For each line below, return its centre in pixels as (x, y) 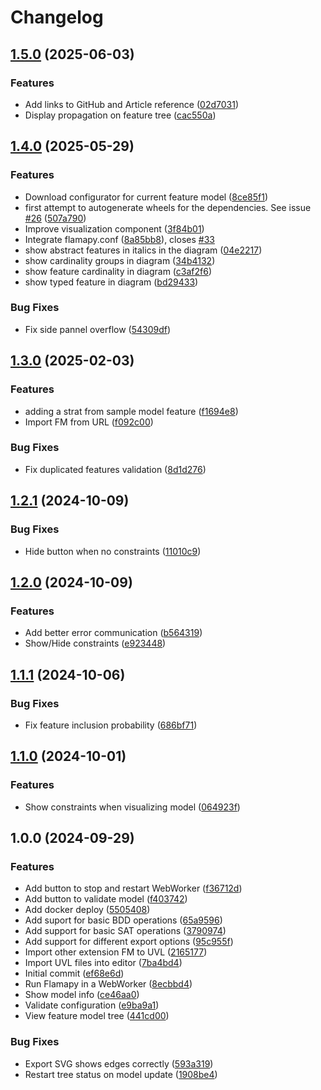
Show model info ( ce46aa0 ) (82, 995)
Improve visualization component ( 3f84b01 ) (114, 228)
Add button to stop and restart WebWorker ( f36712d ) (133, 888)
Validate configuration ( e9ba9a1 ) (92, 1005)
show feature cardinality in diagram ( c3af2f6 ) (118, 271)
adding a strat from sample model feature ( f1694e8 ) (131, 411)
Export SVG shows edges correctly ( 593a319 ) (119, 1063)
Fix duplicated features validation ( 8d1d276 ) (115, 469)
